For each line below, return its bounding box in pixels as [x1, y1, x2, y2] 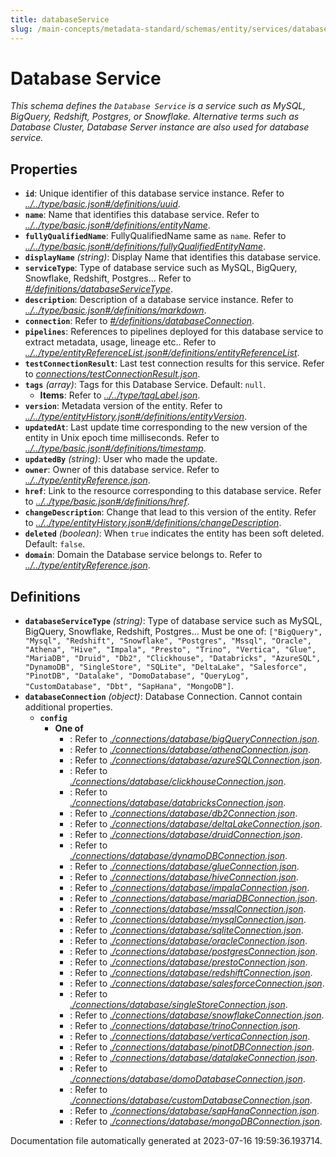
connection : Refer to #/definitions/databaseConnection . [24, 315, 255, 327]
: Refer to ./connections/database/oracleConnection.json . [69, 935, 308, 947]
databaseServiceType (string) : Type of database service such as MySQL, [24, 615, 323, 627]
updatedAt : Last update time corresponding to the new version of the [24, 421, 308, 433]
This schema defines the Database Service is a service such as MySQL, [10, 100, 307, 112]
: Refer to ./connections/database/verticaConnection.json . [69, 1031, 311, 1043]
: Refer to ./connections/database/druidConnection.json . [69, 829, 303, 841]
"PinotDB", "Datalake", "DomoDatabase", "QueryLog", [24, 671, 250, 681]
